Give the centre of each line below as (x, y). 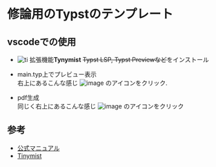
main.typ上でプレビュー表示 (57, 74)
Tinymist (29, 155)
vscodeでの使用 (42, 42)
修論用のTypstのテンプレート (90, 14)
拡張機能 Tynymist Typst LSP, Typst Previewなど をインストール (119, 60)
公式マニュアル (38, 148)
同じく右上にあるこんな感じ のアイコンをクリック (100, 106)
